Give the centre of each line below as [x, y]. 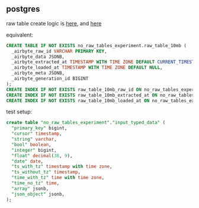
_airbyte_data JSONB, [38, 57]
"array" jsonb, [30, 188]
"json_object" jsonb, [38, 194]
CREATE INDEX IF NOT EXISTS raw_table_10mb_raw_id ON [74, 90]
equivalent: [20, 35]
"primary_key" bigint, [39, 128]
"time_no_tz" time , [36, 183]
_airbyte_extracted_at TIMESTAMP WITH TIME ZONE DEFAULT [83, 62]
